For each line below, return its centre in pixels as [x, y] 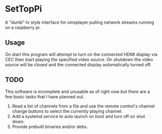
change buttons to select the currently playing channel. [67, 111]
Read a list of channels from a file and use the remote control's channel [83, 106]
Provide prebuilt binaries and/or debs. [50, 126]
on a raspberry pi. [23, 27]
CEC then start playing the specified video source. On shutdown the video [79, 60]
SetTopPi [24, 9]
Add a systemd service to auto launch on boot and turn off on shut [79, 116]
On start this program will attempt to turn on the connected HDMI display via [81, 54]
